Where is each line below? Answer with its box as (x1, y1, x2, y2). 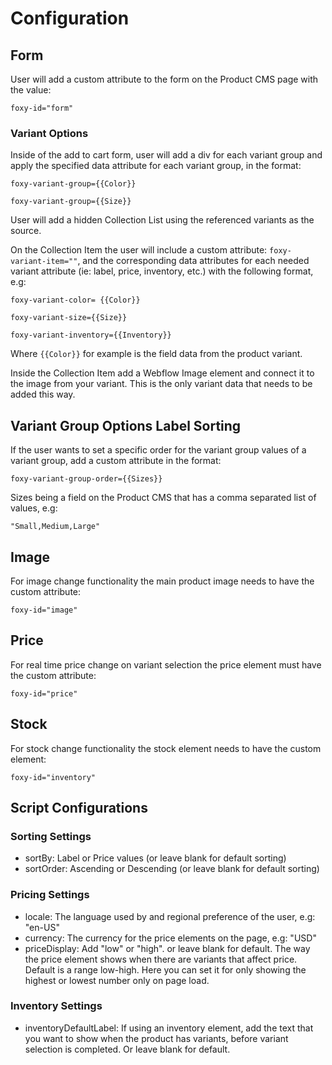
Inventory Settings (10, 999, 103, 1013)
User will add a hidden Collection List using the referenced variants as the (10, 214, 315, 226)
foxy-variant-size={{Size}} (10, 313, 128, 323)
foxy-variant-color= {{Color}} (10, 295, 141, 306)
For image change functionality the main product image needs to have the (10, 575, 315, 587)
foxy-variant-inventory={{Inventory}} (10, 330, 172, 341)
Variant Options (10, 126, 89, 140)
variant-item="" (10, 257, 78, 267)
